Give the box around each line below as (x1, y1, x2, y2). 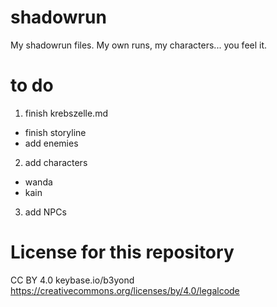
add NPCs (24, 206, 67, 218)
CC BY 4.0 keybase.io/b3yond (10, 274, 135, 286)
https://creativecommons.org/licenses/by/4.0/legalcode (10, 284, 240, 296)
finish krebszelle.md (24, 107, 108, 119)
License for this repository (10, 241, 235, 264)
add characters (24, 156, 88, 168)
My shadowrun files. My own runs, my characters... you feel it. (10, 39, 268, 51)
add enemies (24, 137, 79, 149)
